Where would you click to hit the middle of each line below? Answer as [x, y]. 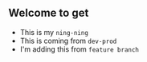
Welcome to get [49, 13]
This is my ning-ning [54, 32]
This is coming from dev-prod [68, 41]
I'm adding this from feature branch [79, 49]
